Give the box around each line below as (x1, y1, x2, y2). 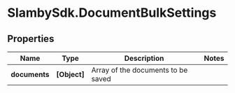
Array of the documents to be (91, 65, 188, 75)
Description (124, 54, 164, 63)
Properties (7, 33, 55, 45)
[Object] (56, 70, 85, 79)
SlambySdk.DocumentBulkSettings (7, 5, 217, 21)
